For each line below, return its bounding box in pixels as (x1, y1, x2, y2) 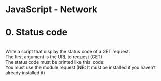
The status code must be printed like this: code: (5, 59, 105, 65)
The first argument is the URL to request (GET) (5, 54, 103, 60)
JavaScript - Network (5, 4, 98, 15)
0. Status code (5, 27, 68, 38)
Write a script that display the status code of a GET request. (5, 49, 130, 55)
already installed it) (5, 70, 45, 76)
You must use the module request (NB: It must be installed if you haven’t (5, 64, 156, 71)
